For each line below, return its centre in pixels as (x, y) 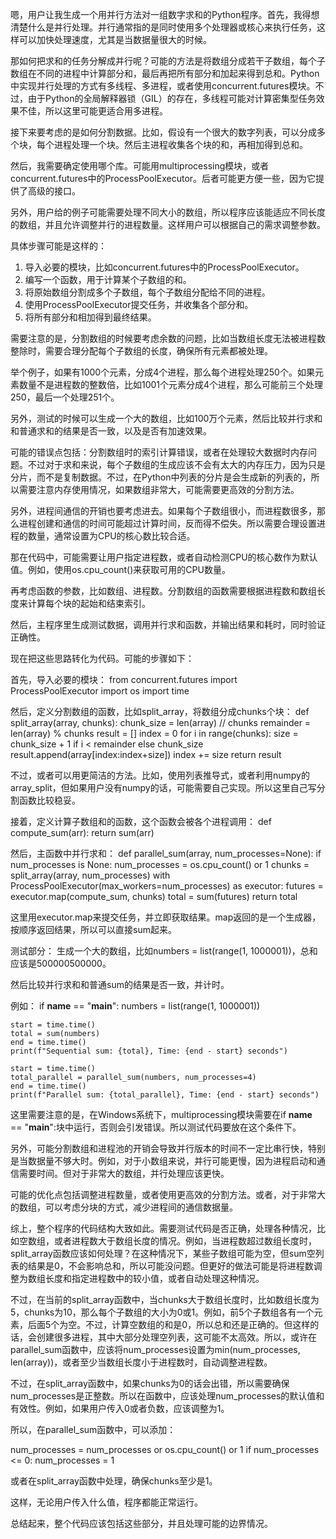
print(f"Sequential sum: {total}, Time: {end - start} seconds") (149, 1051)
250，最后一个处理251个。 (65, 397)
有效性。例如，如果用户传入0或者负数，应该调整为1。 (120, 1408)
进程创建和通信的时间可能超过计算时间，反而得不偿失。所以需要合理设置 (167, 523)
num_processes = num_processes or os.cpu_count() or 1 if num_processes (165, 1449)
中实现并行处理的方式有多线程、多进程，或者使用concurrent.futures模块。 (163, 86)
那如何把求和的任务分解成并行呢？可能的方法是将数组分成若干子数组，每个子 (168, 61)
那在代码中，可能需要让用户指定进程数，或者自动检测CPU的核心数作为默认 (164, 557)
